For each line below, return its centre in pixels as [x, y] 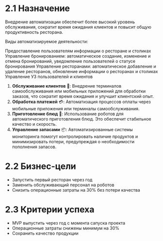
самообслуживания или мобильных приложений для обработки [79, 91]
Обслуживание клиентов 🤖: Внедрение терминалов [67, 86]
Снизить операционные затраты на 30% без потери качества [76, 190]
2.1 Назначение [38, 8]
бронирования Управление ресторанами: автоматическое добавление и [81, 66]
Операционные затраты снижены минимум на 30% [66, 228]
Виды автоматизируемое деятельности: [47, 41]
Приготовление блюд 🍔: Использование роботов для [68, 114]
